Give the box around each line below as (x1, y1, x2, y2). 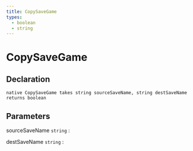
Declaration (6, 74, 50, 84)
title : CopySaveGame (6, 8, 58, 15)
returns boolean (6, 95, 46, 101)
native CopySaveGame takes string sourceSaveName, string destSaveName (6, 90, 187, 96)
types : (6, 14, 23, 20)
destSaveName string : (6, 139, 64, 146)
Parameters (6, 111, 50, 121)
